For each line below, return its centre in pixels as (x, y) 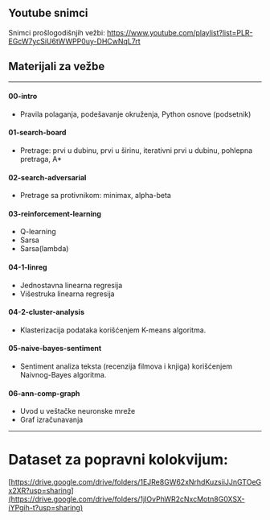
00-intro (23, 97)
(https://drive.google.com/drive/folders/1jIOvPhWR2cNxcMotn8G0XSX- (127, 499)
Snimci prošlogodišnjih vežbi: (57, 32)
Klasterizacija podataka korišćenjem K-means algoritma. (113, 330)
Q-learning (38, 232)
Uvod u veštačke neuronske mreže (78, 411)
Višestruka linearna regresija (67, 294)
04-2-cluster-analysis (46, 312)
